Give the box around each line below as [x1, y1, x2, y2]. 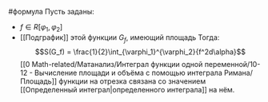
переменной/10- [204, 59, 261, 69]
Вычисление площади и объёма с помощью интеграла [34, 68, 222, 77]
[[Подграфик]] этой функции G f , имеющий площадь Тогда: [19, 32, 220, 44]
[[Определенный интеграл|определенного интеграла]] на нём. [19, 84, 235, 94]
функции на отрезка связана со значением [58, 76, 206, 86]
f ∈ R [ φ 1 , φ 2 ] [19, 22, 63, 33]
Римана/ [223, 68, 254, 77]
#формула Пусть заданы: [8, 7, 94, 16]
